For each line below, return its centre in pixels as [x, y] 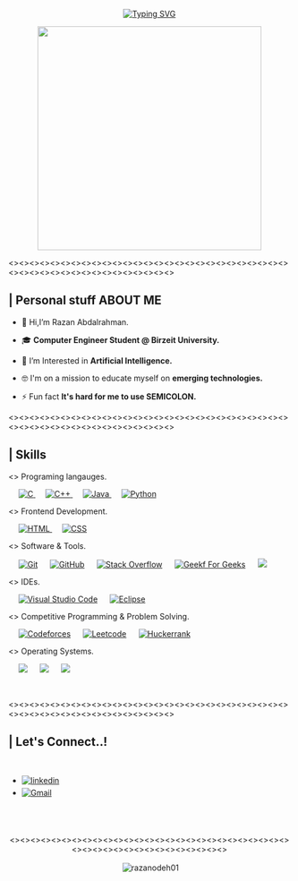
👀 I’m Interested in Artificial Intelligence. [97, 360]
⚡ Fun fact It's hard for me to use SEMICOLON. [109, 396]
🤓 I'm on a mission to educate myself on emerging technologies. [142, 378]
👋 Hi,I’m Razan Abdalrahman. [75, 321]
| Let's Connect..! [58, 742]
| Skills [27, 455]
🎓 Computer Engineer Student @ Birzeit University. [120, 339]
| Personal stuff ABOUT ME [85, 300]
